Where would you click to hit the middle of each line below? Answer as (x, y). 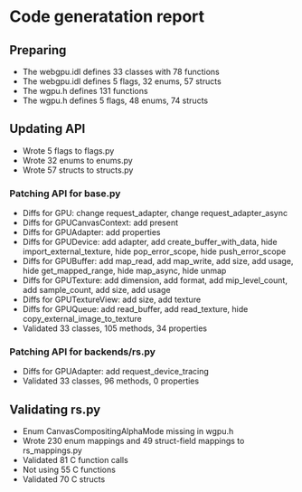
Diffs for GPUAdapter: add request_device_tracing (116, 372)
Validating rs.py (55, 409)
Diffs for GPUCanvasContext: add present (100, 222)
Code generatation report (107, 17)
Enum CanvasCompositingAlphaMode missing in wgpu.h (128, 431)
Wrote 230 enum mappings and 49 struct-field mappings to (133, 441)
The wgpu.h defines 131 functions (85, 91)
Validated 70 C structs (64, 479)
